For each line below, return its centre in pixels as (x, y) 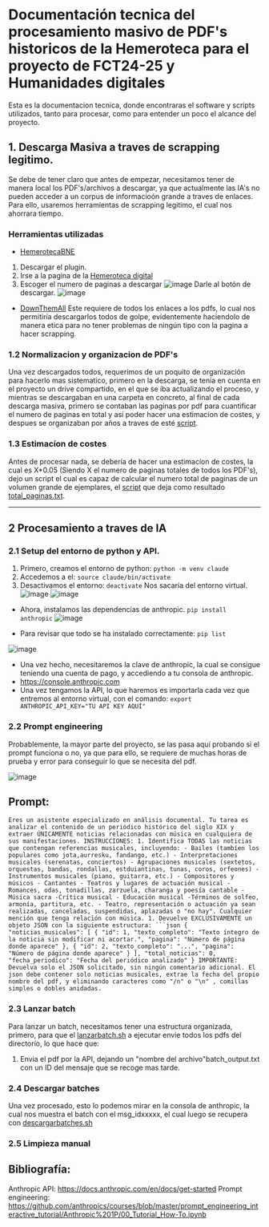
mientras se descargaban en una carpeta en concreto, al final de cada (124, 398)
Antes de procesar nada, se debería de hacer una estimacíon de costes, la (131, 461)
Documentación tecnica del (102, 15)
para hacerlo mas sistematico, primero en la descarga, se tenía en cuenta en (134, 381)
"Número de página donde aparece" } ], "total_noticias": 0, (112, 954)
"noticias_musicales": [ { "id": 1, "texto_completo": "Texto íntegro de (134, 933)
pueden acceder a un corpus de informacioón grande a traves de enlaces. (131, 196)
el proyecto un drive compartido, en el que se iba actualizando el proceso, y (134, 389)
